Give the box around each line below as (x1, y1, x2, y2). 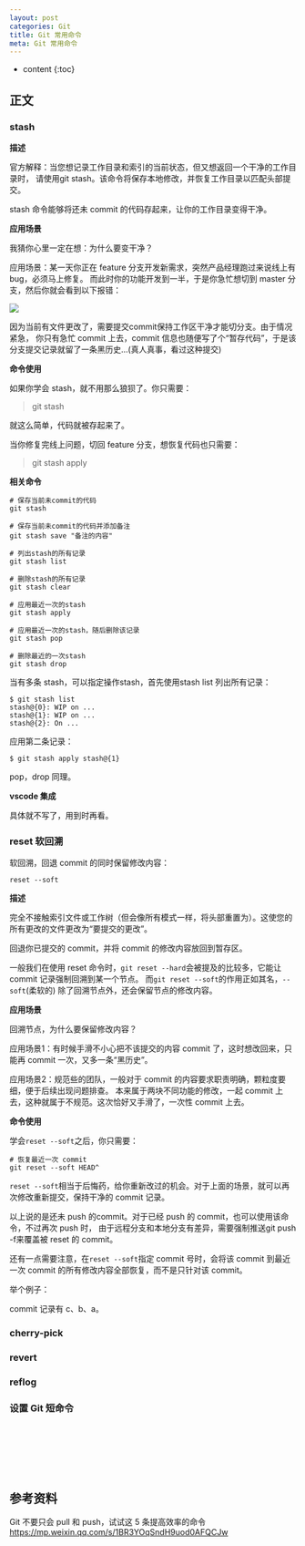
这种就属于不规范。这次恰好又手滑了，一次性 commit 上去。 (25, 1097, 249, 1108)
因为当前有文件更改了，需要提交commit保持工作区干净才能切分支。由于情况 (9, 321, 293, 332)
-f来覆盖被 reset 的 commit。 (9, 1234, 118, 1245)
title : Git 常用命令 (9, 30, 82, 39)
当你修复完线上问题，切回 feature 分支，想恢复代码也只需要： (9, 438, 240, 449)
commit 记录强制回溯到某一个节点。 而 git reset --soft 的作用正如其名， (9, 974, 283, 984)
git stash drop (9, 659, 67, 668)
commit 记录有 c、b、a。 (9, 1304, 105, 1314)
